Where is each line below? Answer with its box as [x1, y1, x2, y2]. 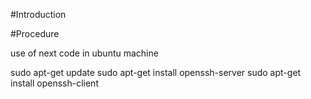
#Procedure [10, 28, 60, 39]
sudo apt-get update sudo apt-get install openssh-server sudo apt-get [10, 67, 302, 78]
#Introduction [10, 9, 67, 20]
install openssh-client [10, 77, 99, 89]
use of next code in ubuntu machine [10, 47, 159, 59]
